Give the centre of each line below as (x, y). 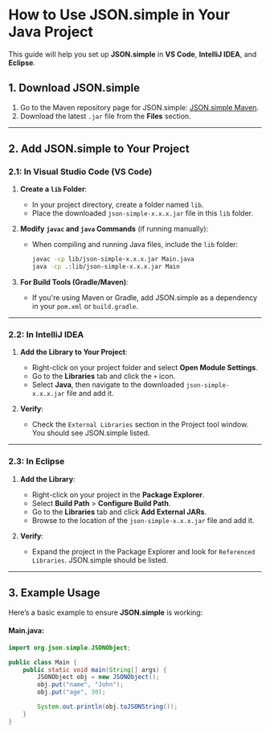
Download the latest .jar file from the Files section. (105, 116)
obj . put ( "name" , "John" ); (81, 685)
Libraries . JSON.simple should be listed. (100, 560)
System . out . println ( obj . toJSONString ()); (108, 707)
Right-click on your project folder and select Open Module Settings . (145, 368)
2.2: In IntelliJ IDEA (46, 335)
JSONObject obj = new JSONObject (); (98, 677)
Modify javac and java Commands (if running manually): (114, 229)
